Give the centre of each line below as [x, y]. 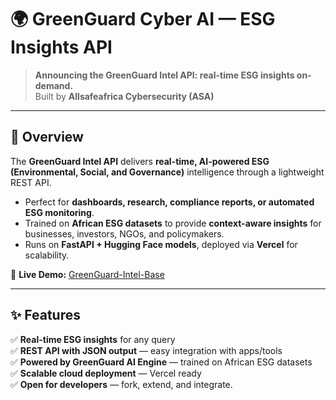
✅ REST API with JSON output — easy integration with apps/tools [146, 350]
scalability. [47, 255]
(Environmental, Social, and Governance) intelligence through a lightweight [167, 172]
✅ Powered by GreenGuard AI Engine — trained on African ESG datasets [161, 362]
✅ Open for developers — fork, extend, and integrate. [121, 384]
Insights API [61, 47]
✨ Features [45, 315]
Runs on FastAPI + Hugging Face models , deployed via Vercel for [161, 244]
